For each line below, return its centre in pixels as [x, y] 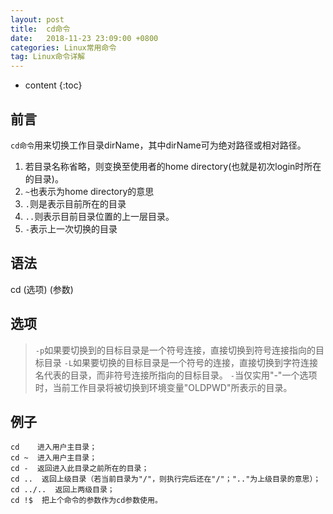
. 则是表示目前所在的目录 [75, 203]
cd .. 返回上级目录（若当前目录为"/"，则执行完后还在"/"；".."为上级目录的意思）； [166, 479]
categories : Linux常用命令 [63, 47]
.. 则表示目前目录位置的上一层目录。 [99, 216]
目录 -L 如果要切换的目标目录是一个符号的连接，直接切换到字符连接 [181, 362]
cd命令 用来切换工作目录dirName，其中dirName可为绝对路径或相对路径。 [158, 145]
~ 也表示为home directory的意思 [89, 191]
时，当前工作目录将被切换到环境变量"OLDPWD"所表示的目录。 [163, 387]
